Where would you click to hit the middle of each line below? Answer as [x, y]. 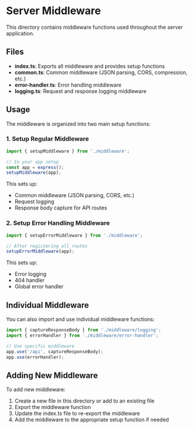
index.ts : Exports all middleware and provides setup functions [90, 66]
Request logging [34, 202]
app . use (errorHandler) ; [35, 357]
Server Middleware [54, 11]
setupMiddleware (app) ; [34, 173]
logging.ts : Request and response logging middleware [80, 91]
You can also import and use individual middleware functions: [80, 320]
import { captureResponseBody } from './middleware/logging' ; [84, 330]
